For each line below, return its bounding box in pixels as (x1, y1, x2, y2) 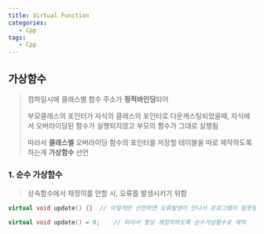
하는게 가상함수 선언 (27, 147, 89, 157)
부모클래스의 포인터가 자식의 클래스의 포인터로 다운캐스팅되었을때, (27, 111, 229, 121)
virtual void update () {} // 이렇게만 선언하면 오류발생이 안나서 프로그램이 (8, 204, 238, 213)
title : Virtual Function (8, 11, 90, 20)
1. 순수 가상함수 (8, 169, 63, 180)
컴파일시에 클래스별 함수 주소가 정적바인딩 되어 (27, 94, 169, 103)
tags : (8, 33, 26, 42)
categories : (8, 19, 47, 27)
